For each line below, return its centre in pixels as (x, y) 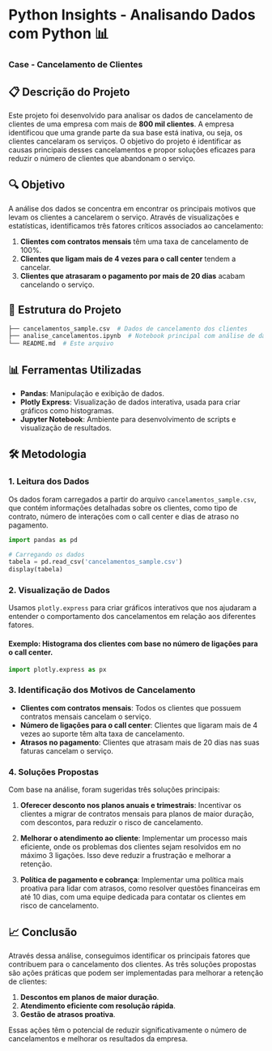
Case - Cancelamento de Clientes (76, 65)
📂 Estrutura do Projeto (65, 310)
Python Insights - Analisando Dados (132, 15)
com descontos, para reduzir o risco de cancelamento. (112, 822)
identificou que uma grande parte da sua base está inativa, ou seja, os (125, 132)
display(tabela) (36, 570)
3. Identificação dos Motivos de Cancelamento (102, 690)
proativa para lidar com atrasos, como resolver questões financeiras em (140, 888)
